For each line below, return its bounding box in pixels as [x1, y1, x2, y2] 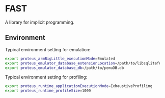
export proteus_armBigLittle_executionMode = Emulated [5, 56, 115, 61]
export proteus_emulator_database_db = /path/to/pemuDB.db [5, 65, 124, 70]
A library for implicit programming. [5, 19, 75, 25]
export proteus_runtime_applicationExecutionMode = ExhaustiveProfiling [5, 84, 153, 89]
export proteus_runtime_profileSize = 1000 [5, 88, 91, 94]
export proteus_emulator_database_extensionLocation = [5, 61, 118, 65]
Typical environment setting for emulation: [5, 46, 91, 52]
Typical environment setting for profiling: [5, 74, 87, 80]
